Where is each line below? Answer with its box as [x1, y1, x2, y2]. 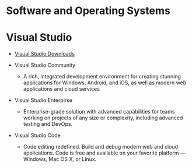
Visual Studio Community [14, 61, 76, 68]
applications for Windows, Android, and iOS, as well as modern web [23, 79, 187, 86]
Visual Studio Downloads [14, 50, 75, 57]
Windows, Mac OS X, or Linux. [23, 156, 97, 163]
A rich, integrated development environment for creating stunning [23, 73, 181, 80]
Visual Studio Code [14, 132, 61, 139]
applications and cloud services [23, 85, 100, 92]
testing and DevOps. [23, 121, 73, 128]
